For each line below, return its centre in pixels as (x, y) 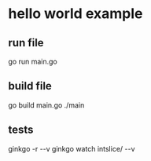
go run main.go (33, 61)
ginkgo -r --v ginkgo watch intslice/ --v (72, 148)
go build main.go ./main (46, 105)
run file (26, 43)
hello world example (75, 14)
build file (30, 86)
